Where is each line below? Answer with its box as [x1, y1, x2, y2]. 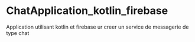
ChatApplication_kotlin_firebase [6, 4, 168, 17]
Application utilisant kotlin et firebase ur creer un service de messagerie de [6, 23, 189, 30]
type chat [6, 29, 30, 36]
